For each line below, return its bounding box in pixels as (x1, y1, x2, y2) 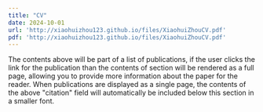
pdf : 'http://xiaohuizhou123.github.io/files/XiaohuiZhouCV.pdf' (8, 33, 226, 42)
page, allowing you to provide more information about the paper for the (8, 71, 238, 81)
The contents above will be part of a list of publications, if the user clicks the (8, 55, 255, 64)
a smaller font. (8, 96, 55, 106)
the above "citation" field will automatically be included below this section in (8, 88, 254, 98)
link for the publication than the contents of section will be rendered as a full (8, 63, 254, 73)
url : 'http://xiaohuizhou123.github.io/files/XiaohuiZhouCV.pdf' (8, 26, 226, 34)
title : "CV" (8, 11, 47, 20)
